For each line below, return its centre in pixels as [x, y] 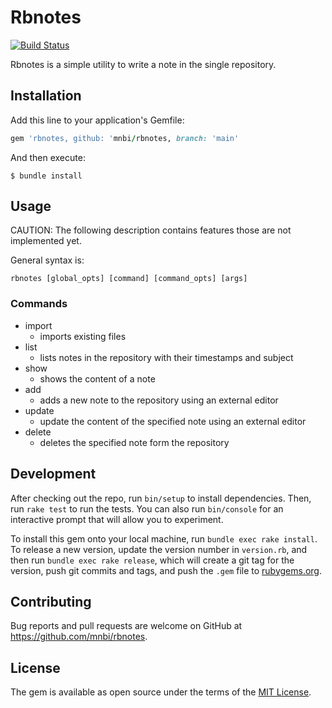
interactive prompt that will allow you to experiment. [117, 519]
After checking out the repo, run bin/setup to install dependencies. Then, [161, 498]
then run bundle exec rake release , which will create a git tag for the [152, 560]
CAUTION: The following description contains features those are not [151, 230]
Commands [39, 304]
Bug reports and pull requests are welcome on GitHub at [126, 626]
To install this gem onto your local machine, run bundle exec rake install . [164, 538]
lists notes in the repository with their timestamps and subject [166, 357]
